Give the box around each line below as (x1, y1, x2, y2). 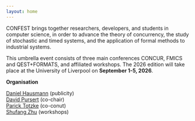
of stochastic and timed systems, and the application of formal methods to (6, 37, 185, 44)
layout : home (6, 8, 38, 15)
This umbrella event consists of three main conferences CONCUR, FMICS (6, 54, 183, 61)
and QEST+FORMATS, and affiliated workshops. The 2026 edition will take (6, 61, 185, 68)
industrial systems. (6, 43, 51, 50)
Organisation (6, 78, 39, 85)
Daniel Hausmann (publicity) (6, 89, 75, 96)
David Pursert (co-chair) (6, 96, 65, 103)
